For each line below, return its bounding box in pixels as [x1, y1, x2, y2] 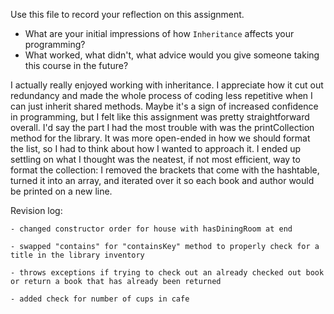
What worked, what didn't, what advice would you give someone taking [24, 49, 320, 61]
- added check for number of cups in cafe [10, 294, 190, 304]
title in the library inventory [10, 250, 145, 260]
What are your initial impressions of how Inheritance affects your [24, 28, 295, 39]
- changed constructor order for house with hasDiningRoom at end [10, 224, 293, 234]
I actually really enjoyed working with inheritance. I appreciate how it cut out [10, 79, 324, 91]
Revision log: [10, 205, 63, 216]
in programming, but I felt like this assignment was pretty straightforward [10, 111, 310, 123]
